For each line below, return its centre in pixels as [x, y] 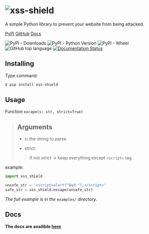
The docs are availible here [33, 226]
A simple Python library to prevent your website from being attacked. [75, 24]
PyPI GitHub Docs [23, 33]
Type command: [22, 76]
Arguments [35, 127]
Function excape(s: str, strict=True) [44, 112]
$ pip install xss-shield [31, 84]
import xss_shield [24, 177]
